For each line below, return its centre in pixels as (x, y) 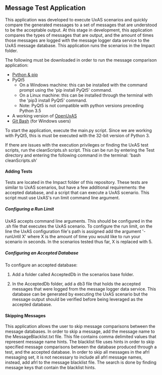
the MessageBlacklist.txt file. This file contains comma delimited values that (81, 337)
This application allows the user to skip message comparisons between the (80, 326)
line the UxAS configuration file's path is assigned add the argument (73, 231)
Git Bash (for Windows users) (41, 121)
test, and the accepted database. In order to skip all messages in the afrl (77, 352)
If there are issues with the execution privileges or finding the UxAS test (77, 145)
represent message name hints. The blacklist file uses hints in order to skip (80, 342)
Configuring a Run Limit (30, 209)
